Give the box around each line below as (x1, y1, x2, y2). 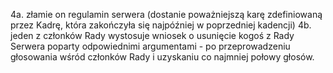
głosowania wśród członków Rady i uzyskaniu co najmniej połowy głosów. (10, 51, 315, 63)
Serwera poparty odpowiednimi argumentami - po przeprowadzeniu (10, 40, 291, 52)
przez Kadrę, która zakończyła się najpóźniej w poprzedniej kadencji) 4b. (10, 19, 312, 31)
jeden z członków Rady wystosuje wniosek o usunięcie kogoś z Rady (10, 30, 295, 41)
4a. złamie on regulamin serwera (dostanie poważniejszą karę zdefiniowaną (10, 9, 323, 20)
